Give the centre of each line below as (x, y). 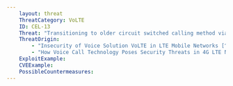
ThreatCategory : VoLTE (52, 20)
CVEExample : (36, 65)
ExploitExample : (43, 59)
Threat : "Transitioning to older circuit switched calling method (117, 33)
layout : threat (41, 14)
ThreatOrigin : (39, 40)
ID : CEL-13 (35, 26)
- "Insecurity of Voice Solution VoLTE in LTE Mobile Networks (125, 46)
